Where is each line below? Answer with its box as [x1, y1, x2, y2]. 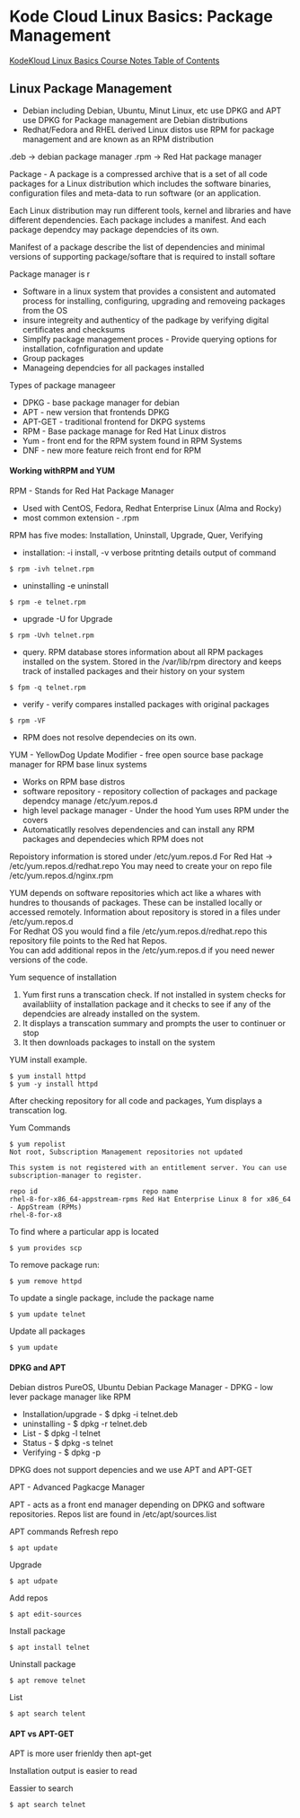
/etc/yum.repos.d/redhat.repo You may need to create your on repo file [9, 860, 272, 871]
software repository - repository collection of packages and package [22, 785, 278, 796]
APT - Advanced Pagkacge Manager [9, 1482, 146, 1493]
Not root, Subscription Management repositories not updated [9, 1148, 243, 1157]
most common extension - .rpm [22, 512, 139, 523]
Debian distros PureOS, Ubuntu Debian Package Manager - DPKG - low [9, 1382, 274, 1393]
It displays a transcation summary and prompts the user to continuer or [22, 1017, 286, 1028]
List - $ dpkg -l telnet [22, 1428, 101, 1439]
